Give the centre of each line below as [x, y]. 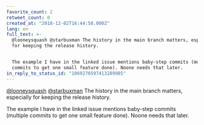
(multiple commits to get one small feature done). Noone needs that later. [98, 115]
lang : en [17, 29]
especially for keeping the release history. [59, 97]
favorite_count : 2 [29, 12]
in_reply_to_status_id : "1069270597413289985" [66, 73]
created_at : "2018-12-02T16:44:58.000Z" [58, 23]
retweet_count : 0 [28, 18]
